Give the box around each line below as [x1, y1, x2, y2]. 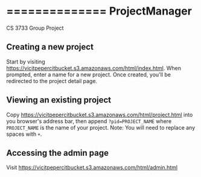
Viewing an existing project [6, 95, 112, 105]
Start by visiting [6, 58, 45, 65]
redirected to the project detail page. [6, 77, 98, 84]
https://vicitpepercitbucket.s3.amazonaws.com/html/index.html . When [6, 64, 181, 72]
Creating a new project [6, 42, 94, 52]
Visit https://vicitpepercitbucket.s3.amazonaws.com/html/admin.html [6, 164, 178, 171]
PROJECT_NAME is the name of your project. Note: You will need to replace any [6, 124, 196, 131]
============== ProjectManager [6, 4, 192, 18]
